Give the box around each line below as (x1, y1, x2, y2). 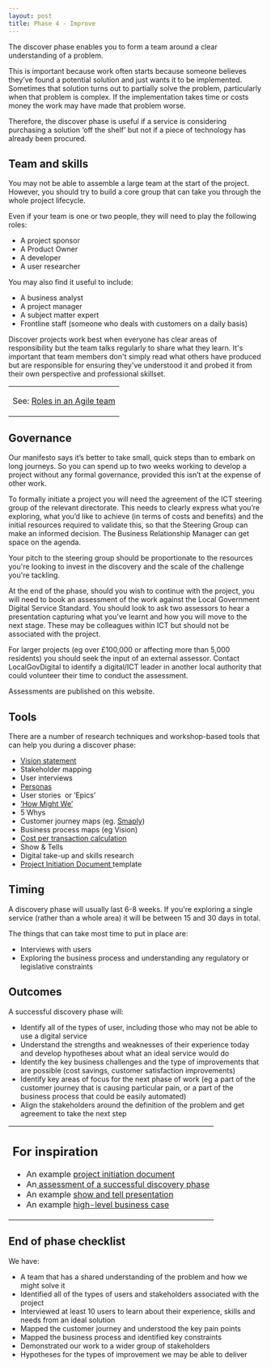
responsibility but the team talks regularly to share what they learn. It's (8, 343, 243, 353)
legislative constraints (19, 961, 93, 971)
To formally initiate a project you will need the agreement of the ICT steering (8, 494, 263, 504)
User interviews (19, 772, 73, 783)
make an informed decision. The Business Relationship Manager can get (8, 529, 249, 539)
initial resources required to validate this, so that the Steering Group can (8, 520, 248, 530)
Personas (19, 781, 53, 791)
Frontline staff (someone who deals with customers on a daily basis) (19, 319, 248, 329)
